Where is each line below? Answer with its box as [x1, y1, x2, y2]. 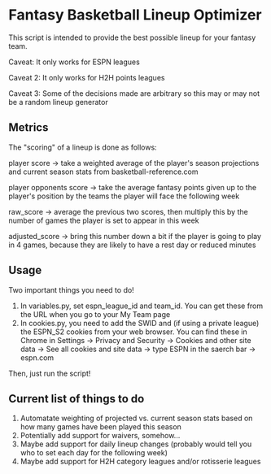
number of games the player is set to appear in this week [8, 215, 199, 225]
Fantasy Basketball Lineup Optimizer [8, 6, 262, 24]
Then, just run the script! [8, 368, 91, 378]
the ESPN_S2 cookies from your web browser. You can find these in [20, 327, 247, 337]
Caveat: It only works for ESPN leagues [8, 57, 140, 67]
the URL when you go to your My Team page [20, 309, 171, 319]
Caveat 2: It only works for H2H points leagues [8, 72, 165, 82]
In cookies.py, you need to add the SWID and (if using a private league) [20, 318, 260, 328]
